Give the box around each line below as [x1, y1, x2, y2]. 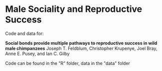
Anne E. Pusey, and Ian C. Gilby [5, 51, 70, 57]
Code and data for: [5, 30, 44, 36]
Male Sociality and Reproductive [5, 3, 143, 15]
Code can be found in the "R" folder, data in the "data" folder [5, 60, 131, 66]
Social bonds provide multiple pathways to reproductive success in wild [5, 40, 158, 46]
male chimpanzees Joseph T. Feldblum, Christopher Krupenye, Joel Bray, [5, 45, 158, 51]
